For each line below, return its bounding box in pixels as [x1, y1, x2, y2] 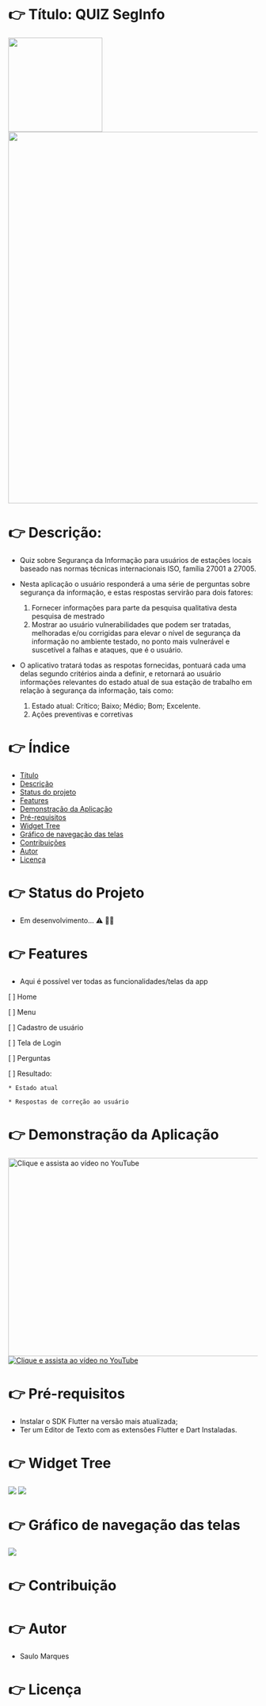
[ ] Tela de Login [8, 1038, 62, 1047]
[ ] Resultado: [8, 1069, 52, 1078]
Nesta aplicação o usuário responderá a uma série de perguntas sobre [19, 579, 251, 588]
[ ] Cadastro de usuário [8, 1023, 84, 1032]
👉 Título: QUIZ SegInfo [8, 6, 165, 24]
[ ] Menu [8, 1007, 36, 1016]
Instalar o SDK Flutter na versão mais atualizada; [19, 1416, 178, 1426]
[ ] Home [8, 992, 37, 1001]
